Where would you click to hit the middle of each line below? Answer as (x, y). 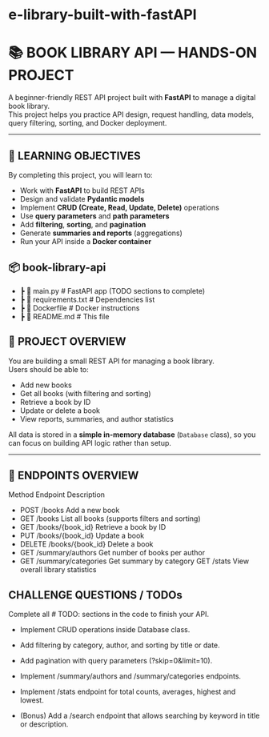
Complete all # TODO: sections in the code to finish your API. (109, 615)
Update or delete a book (60, 411)
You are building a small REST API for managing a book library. (111, 361)
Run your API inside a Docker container (86, 241)
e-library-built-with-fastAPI (103, 15)
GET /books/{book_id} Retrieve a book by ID (93, 527)
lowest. (32, 700)
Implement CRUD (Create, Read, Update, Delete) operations (120, 207)
